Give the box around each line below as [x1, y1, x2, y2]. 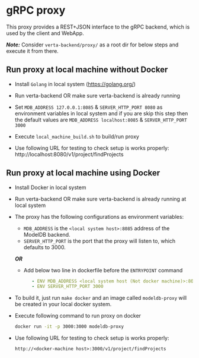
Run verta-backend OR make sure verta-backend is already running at [14, 195, 187, 202]
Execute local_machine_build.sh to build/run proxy [14, 133, 139, 140]
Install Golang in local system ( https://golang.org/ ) [14, 80, 136, 87]
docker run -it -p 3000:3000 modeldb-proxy [14, 324, 124, 330]
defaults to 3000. [23, 243, 66, 250]
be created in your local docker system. [14, 301, 112, 308]
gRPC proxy [6, 4, 66, 17]
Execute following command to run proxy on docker [14, 312, 141, 319]
